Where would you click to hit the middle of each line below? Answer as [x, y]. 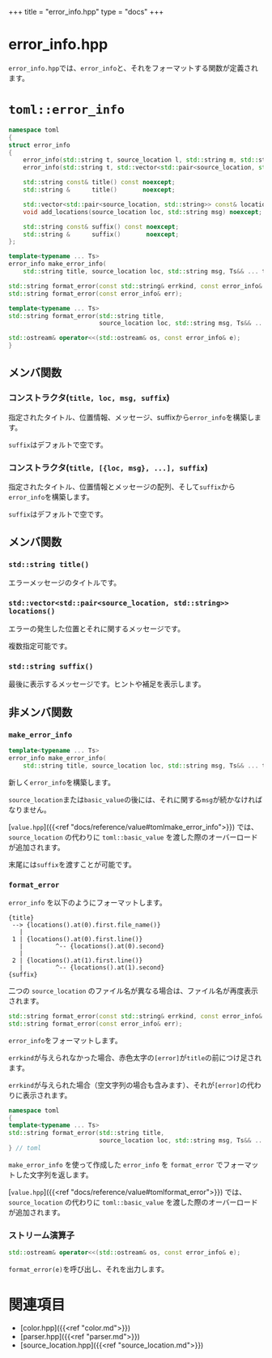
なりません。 [30, 810]
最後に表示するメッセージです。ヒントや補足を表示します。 [107, 684]
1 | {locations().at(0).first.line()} [77, 939]
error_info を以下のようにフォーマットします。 [88, 902]
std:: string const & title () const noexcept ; [99, 183]
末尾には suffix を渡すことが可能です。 [72, 864]
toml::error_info [67, 110]
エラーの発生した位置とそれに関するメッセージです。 [96, 629]
